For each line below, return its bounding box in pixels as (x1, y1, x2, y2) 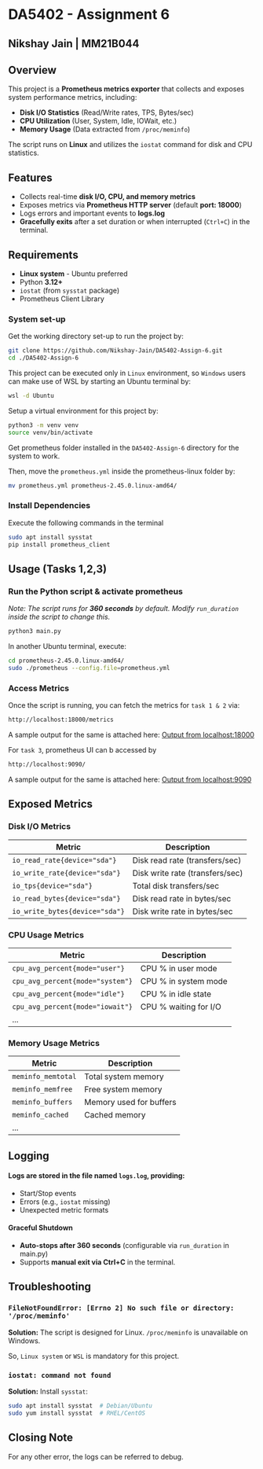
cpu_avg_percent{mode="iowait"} (12, 1002, 133, 1011)
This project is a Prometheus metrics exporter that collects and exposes (8, 84, 245, 94)
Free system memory (83, 1084, 163, 1095)
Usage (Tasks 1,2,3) (8, 562, 108, 576)
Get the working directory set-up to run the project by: (8, 332, 184, 341)
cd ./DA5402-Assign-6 (8, 354, 79, 363)
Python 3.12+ (19, 278, 63, 287)
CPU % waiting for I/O (140, 1001, 221, 1012)
